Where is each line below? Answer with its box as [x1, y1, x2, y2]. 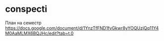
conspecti [5, 3, 48, 15]
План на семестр [5, 20, 42, 26]
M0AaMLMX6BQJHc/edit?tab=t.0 [5, 30, 74, 36]
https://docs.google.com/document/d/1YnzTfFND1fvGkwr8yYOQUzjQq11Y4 [5, 25, 159, 31]
